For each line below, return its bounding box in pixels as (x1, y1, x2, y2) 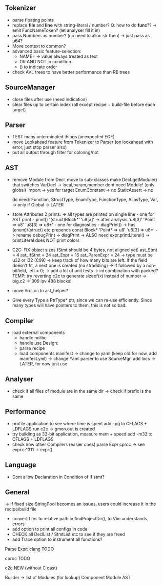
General (5, 488, 30, 496)
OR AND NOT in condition (19, 58, 72, 64)
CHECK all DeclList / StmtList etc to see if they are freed (12, 532, 125, 537)
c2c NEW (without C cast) (5, 565, 58, 571)
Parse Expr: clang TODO (5, 546, 54, 552)
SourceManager (5, 83, 55, 92)
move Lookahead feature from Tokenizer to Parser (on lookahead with (12, 139, 153, 145)
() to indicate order (19, 64, 58, 70)
